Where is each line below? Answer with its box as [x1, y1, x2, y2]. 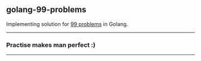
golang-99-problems [6, 5, 87, 15]
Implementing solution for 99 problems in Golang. [6, 20, 129, 27]
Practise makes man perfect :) [6, 41, 96, 49]
